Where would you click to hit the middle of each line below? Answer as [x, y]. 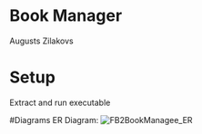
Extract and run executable [60, 102]
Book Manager [66, 16]
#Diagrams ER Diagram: [54, 120]
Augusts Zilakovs [42, 41]
